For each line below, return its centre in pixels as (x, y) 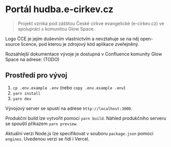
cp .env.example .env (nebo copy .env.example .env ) (69, 87)
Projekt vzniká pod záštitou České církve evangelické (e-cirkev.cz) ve (91, 23)
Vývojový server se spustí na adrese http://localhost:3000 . (69, 108)
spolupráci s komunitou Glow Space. (56, 28)
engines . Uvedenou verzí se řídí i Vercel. (47, 139)
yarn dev (22, 99)
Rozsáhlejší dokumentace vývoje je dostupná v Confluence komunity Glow (84, 54)
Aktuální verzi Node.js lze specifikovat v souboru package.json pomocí (79, 133)
